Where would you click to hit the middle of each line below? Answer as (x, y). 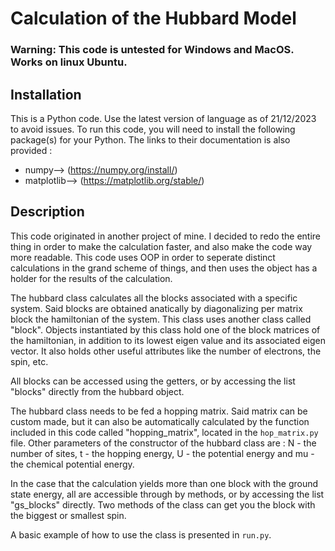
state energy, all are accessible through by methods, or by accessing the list (167, 494)
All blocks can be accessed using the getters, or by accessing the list (153, 381)
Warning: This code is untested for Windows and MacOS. (152, 50)
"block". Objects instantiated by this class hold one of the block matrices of (165, 329)
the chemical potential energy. (72, 464)
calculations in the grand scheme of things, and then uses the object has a (164, 268)
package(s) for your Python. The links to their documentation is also (150, 139)
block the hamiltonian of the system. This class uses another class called (161, 319)
